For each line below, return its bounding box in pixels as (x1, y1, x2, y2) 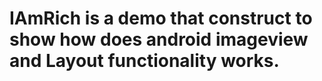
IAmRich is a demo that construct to (9, 7, 313, 30)
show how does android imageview (9, 28, 309, 51)
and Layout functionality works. (9, 50, 280, 72)
